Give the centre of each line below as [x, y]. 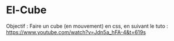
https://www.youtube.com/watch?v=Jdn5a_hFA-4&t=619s [76, 32]
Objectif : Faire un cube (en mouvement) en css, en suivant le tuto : [87, 26]
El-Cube [26, 10]
